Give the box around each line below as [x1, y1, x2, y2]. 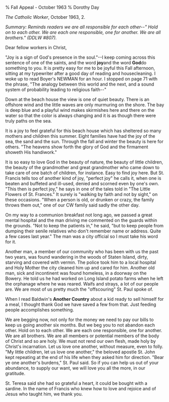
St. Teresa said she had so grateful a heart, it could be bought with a [5, 380, 147, 386]
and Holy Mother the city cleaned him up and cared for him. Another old [5, 265, 155, 270]
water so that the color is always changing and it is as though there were [5, 112, 156, 118]
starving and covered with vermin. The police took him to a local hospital [5, 259, 156, 265]
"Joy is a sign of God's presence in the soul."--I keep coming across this [5, 54, 155, 60]
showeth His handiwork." [5, 149, 57, 155]
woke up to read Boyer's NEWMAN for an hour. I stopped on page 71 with [5, 76, 158, 82]
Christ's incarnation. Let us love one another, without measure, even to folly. [5, 344, 163, 349]
